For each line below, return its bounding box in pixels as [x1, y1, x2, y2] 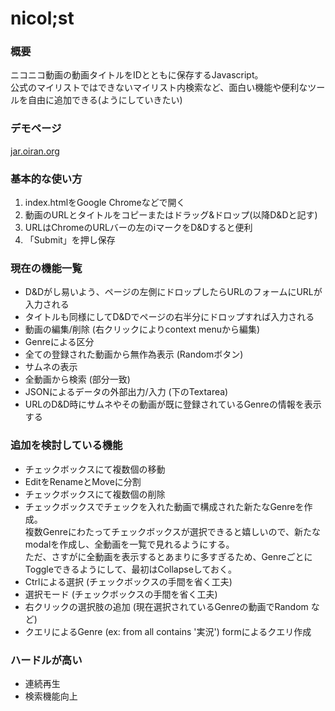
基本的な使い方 [10, 172, 83, 186]
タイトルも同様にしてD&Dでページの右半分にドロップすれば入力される [24, 311, 315, 323]
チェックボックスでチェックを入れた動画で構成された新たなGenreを [24, 500, 305, 512]
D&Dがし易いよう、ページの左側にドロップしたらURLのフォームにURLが [24, 286, 323, 298]
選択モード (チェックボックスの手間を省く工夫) [24, 588, 218, 600]
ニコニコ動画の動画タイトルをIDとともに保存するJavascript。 [10, 69, 264, 81]
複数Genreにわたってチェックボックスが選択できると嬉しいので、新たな [24, 525, 321, 537]
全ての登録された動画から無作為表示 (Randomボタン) [24, 348, 244, 361]
